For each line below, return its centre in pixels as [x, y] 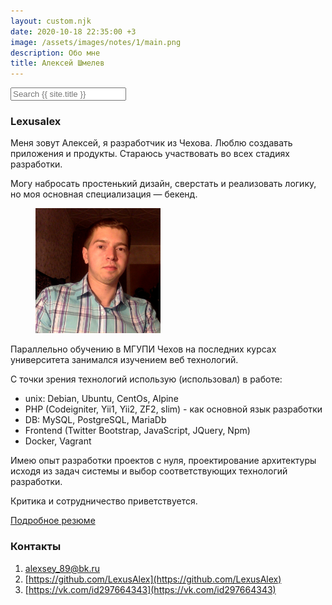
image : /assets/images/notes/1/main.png [96, 42]
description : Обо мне [55, 53]
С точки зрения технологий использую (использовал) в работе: [146, 379]
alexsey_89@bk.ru [62, 568]
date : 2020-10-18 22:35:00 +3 [73, 31]
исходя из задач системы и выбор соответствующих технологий [149, 471]
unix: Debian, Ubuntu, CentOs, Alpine [101, 399]
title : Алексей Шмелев [57, 63]
